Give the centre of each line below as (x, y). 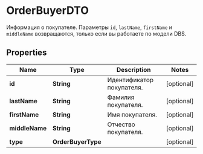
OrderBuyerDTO (47, 11)
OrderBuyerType (77, 141)
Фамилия (121, 97)
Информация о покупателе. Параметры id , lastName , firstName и (89, 27)
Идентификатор (130, 80)
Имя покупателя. (132, 114)
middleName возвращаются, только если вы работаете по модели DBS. (96, 33)
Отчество (121, 124)
